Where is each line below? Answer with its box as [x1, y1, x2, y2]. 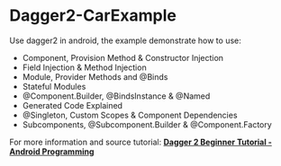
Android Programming [9, 145, 95, 157]
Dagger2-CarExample [9, 5, 177, 26]
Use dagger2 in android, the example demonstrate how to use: [9, 35, 241, 46]
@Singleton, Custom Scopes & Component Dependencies [22, 109, 238, 120]
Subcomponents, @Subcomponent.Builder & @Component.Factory [22, 118, 272, 130]
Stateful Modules [22, 81, 86, 92]
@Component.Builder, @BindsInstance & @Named [22, 91, 211, 101]
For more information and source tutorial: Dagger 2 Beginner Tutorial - [9, 136, 273, 147]
